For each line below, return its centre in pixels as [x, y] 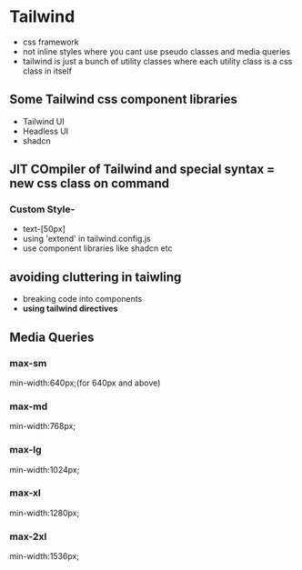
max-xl [25, 493]
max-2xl [28, 536]
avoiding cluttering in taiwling [96, 277]
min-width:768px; [43, 426]
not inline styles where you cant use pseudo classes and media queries [156, 51]
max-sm [28, 363]
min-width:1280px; [45, 513]
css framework [50, 42]
